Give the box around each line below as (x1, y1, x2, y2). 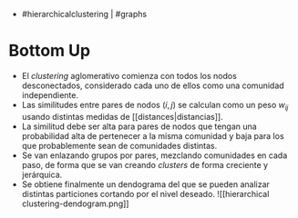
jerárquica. (21, 169, 63, 180)
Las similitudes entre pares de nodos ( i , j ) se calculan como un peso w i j (21, 99, 289, 113)
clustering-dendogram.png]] (21, 198, 129, 209)
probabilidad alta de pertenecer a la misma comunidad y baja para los (21, 130, 284, 141)
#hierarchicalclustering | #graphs (21, 9, 148, 19)
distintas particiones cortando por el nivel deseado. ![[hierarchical (21, 188, 270, 199)
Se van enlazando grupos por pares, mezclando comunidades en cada (21, 150, 288, 161)
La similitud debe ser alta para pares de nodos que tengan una (21, 121, 257, 132)
